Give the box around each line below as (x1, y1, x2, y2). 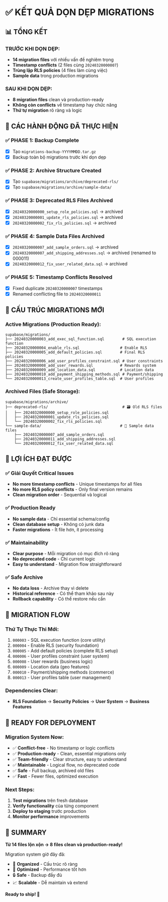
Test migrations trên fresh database (12, 797, 88, 804)
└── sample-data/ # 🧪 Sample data (5, 423, 154, 428)
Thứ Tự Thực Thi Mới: (5, 626, 59, 633)
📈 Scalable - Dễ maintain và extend (12, 880, 88, 886)
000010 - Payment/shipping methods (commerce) (12, 669, 114, 675)
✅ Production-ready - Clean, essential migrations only (12, 750, 127, 757)
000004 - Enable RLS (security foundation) (12, 642, 99, 648)
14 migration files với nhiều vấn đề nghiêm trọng (12, 56, 114, 62)
